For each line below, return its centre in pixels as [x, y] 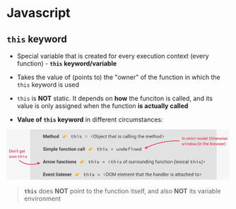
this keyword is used [48, 85]
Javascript [39, 13]
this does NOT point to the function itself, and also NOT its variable [122, 191]
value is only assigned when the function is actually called [102, 106]
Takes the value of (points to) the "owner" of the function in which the [118, 77]
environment [42, 198]
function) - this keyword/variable [67, 64]
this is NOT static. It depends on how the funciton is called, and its [115, 98]
